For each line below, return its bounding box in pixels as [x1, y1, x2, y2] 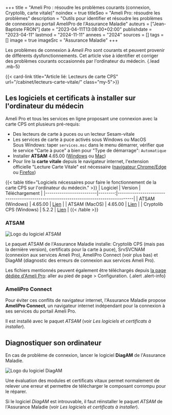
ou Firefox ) [12, 169, 36, 175]
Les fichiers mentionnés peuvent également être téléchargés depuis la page [5, 267, 166, 274]
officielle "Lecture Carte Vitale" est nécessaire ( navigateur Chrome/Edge [12, 164, 167, 170]
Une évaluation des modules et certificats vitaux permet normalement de [5, 377, 160, 384]
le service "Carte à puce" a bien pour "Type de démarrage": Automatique [12, 147, 167, 153]
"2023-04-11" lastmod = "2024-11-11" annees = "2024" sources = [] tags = [5, 32, 164, 38]
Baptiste [5, 26, 23, 32]
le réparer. [5, 388, 27, 395]
